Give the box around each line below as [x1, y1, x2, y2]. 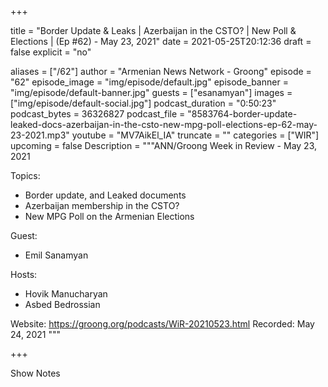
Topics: [10, 170, 41, 181]
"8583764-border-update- [187, 108, 298, 120]
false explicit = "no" [10, 46, 92, 58]
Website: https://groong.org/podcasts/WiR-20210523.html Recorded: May [10, 318, 315, 330]
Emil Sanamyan [24, 249, 89, 261]
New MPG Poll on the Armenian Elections [24, 211, 195, 222]
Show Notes [10, 367, 61, 379]
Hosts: [10, 269, 38, 280]
